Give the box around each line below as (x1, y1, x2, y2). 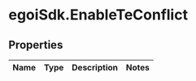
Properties (8, 38, 63, 52)
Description (72, 62, 118, 73)
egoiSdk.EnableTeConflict (8, 6, 189, 24)
